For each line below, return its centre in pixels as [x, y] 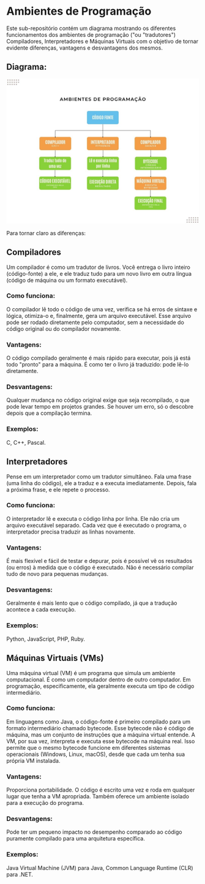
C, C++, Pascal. [26, 442]
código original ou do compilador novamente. [64, 328]
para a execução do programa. [45, 803]
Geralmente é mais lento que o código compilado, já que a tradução [92, 603]
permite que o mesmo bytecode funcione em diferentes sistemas [88, 747]
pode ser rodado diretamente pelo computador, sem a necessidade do [95, 322]
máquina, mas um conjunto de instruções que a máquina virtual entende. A [101, 735]
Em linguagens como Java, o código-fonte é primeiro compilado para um [99, 722]
